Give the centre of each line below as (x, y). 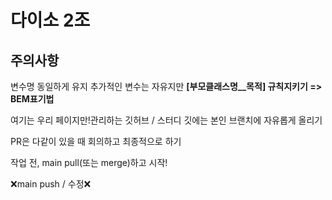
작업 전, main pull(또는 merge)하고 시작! (89, 162)
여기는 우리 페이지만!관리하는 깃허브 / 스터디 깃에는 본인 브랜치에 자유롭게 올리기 (166, 120)
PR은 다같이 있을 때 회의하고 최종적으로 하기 (96, 141)
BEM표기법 (32, 99)
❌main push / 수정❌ (51, 184)
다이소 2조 (50, 20)
